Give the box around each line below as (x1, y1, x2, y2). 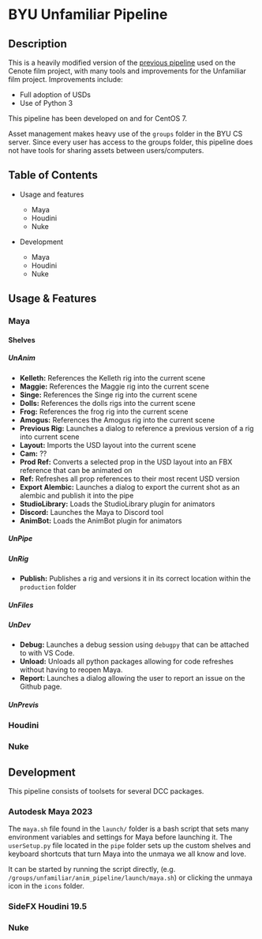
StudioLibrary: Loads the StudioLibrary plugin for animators (19, 499, 215, 509)
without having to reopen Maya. (19, 665, 123, 674)
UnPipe (8, 534, 33, 543)
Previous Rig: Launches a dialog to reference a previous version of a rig (19, 423, 254, 433)
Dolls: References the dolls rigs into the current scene (19, 398, 196, 408)
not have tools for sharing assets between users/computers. (8, 146, 204, 155)
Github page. (19, 682, 62, 692)
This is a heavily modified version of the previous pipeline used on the (8, 58, 236, 67)
